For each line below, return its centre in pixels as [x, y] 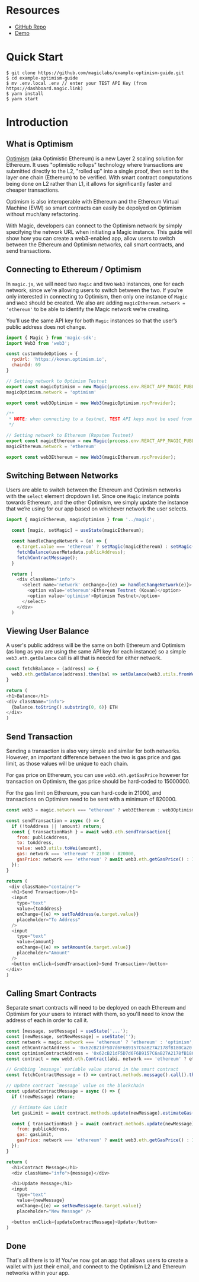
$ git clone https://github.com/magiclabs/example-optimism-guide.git [95, 73]
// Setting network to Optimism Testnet [57, 381]
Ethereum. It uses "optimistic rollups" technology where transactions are [94, 164]
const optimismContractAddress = [47, 1053]
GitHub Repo [30, 27]
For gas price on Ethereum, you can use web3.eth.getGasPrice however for [97, 775]
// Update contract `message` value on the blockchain [75, 1086]
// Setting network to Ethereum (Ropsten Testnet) [70, 436]
